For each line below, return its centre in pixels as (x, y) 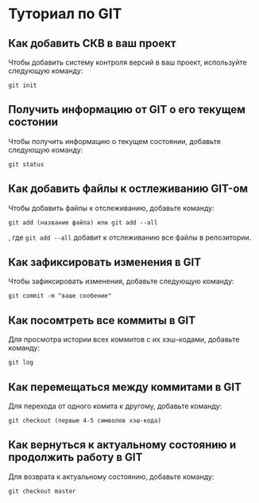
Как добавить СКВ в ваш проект (92, 43)
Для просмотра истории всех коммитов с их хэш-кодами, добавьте (124, 340)
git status (26, 164)
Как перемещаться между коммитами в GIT (125, 387)
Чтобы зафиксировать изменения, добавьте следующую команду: (121, 281)
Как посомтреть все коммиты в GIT (102, 320)
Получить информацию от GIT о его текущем (127, 109)
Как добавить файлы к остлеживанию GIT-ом (128, 189)
